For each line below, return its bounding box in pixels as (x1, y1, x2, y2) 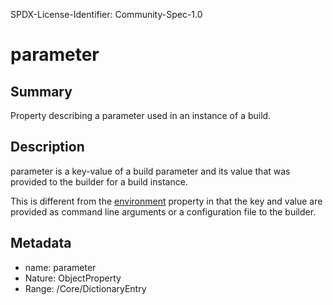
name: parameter (24, 261, 97, 273)
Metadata (10, 235, 72, 252)
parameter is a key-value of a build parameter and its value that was (10, 165, 291, 177)
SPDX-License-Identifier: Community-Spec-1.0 (10, 9, 203, 20)
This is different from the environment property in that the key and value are (10, 195, 323, 207)
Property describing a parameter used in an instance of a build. (10, 110, 272, 121)
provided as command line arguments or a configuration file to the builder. (10, 205, 317, 218)
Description (10, 139, 85, 156)
